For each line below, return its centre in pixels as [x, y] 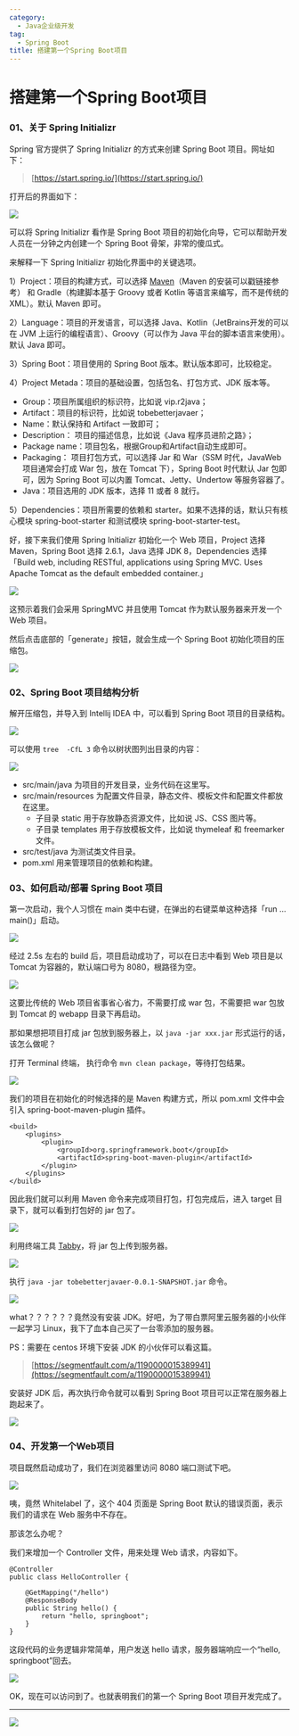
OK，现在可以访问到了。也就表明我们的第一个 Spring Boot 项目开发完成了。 [148, 1696]
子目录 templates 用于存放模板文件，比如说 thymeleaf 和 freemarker [160, 829]
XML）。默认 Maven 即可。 [58, 303]
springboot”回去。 [43, 1660]
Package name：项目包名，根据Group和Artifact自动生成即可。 [137, 446]
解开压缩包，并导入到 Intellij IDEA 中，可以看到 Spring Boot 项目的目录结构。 [149, 713]
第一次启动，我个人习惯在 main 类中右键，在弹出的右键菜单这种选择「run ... [148, 909]
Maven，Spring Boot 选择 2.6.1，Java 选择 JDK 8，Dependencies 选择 [138, 550]
